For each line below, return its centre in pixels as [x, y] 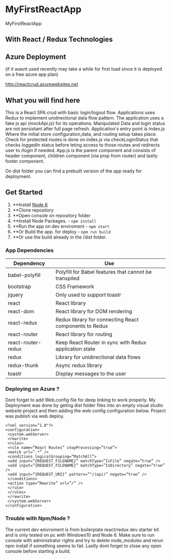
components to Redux [82, 326]
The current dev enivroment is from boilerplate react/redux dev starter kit [82, 529]
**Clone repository [33, 210]
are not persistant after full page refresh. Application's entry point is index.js [85, 129]
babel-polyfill [24, 275]
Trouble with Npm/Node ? [38, 518]
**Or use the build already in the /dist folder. [60, 237]
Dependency [29, 263]
